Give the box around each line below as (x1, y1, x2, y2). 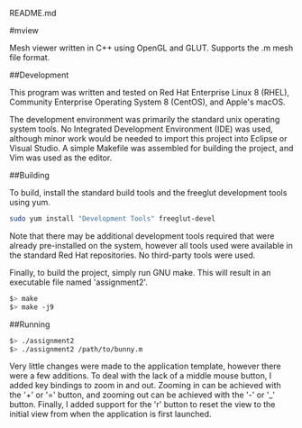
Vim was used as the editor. (9, 152, 113, 163)
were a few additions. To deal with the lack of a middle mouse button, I (9, 370, 272, 381)
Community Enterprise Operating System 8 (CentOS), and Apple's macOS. (9, 96, 286, 107)
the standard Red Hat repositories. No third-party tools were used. (9, 250, 256, 260)
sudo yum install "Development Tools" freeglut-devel (9, 214, 216, 223)
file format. (9, 52, 50, 62)
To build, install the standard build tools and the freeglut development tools (9, 187, 288, 197)
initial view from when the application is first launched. (9, 409, 212, 420)
